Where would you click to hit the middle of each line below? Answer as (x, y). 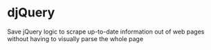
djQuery (31, 13)
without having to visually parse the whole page (75, 38)
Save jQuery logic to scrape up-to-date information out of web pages (106, 32)
